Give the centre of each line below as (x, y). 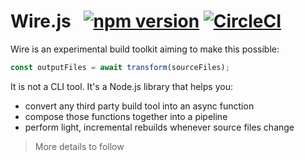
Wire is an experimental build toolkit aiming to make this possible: (145, 49)
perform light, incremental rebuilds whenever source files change (159, 127)
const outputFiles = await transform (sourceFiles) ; (120, 67)
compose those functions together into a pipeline (126, 116)
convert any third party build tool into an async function (139, 106)
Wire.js (41, 21)
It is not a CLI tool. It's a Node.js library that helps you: (121, 86)
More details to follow (79, 146)
